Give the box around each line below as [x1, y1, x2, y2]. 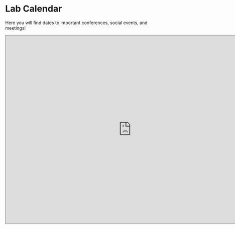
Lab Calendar [5, 3, 62, 15]
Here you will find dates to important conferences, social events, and [5, 20, 148, 26]
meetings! [5, 25, 26, 31]
